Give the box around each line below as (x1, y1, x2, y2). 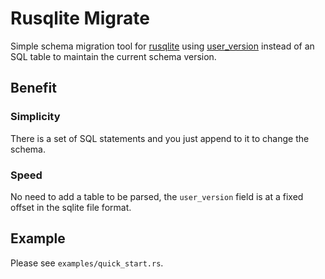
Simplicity (10, 110, 61, 124)
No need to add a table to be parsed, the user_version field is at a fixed (10, 190, 304, 202)
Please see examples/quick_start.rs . (10, 257, 164, 269)
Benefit (10, 80, 57, 97)
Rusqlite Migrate (10, 7, 150, 30)
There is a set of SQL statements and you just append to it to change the (10, 132, 310, 144)
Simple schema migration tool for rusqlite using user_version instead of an (10, 40, 315, 52)
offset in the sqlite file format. (10, 201, 132, 213)
